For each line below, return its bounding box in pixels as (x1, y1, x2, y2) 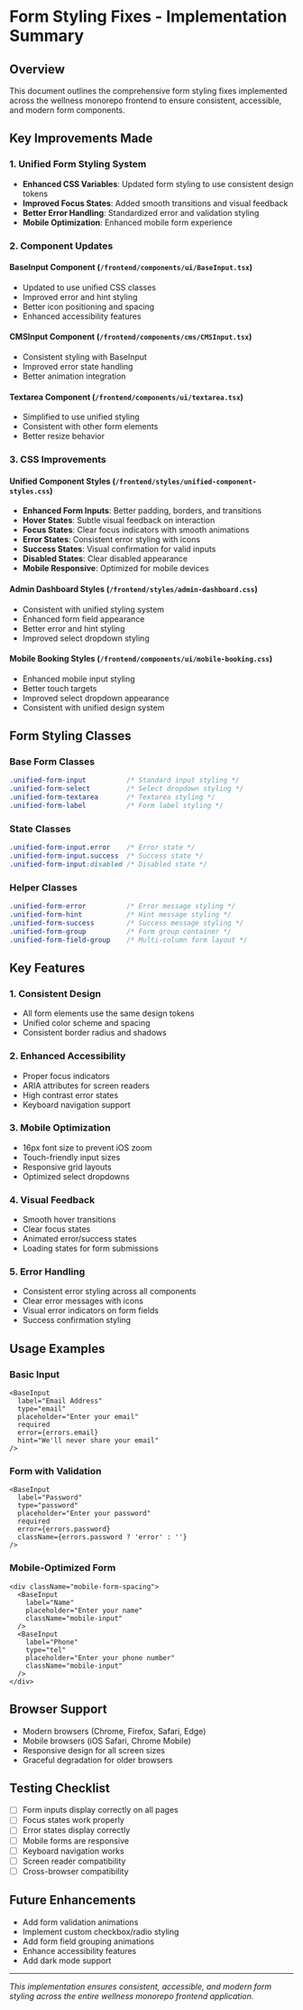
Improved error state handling (22, 362, 133, 372)
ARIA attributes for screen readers (22, 1080, 151, 1091)
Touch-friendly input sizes (22, 1151, 121, 1162)
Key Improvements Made (9, 131, 153, 146)
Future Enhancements (9, 1893, 137, 1908)
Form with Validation (9, 1465, 102, 1478)
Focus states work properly (22, 1815, 124, 1826)
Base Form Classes (9, 756, 96, 768)
